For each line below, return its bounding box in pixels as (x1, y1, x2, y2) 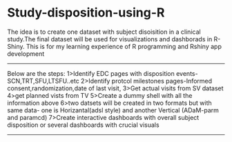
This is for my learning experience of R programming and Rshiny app (26, 42, 222, 50)
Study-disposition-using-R (7, 5, 165, 21)
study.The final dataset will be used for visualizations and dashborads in (7, 34, 213, 43)
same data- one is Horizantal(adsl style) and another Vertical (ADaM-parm (7, 105, 220, 114)
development (7, 50, 45, 58)
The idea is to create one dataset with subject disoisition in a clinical (7, 28, 202, 36)
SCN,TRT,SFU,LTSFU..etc (7, 77, 79, 85)
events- (175, 69, 198, 77)
